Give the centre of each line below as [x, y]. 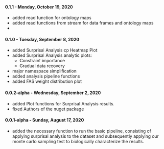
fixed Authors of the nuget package [48, 109]
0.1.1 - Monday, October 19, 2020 [39, 7]
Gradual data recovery [42, 66]
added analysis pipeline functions [46, 76]
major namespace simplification [44, 71]
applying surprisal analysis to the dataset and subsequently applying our [85, 136]
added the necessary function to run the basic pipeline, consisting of [82, 131]
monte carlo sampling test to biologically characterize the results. [78, 141]
